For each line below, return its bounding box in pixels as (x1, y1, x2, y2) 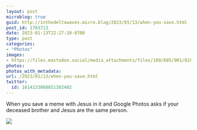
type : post (6, 36, 33, 41)
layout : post (6, 8, 38, 15)
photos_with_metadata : (6, 68, 62, 74)
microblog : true (6, 14, 46, 20)
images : (6, 52, 25, 58)
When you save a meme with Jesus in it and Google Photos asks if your (6, 100, 179, 107)
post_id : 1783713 (6, 24, 49, 31)
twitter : (6, 79, 28, 85)
